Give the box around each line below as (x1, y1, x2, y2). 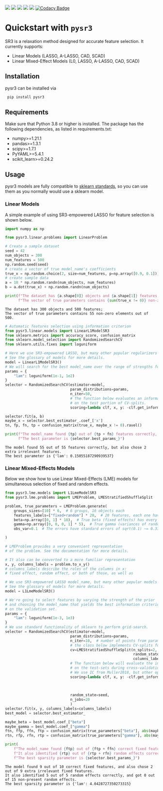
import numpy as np (5, 226, 45, 231)
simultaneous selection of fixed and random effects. (5, 481, 109, 487)
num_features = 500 (5, 257, 45, 263)
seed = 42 (5, 248, 25, 253)
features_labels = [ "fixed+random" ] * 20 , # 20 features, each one (14, 513, 151, 518)
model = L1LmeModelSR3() (5, 589, 55, 594)
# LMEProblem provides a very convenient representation (5, 544, 123, 549)
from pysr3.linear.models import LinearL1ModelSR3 (5, 328, 110, 333)
